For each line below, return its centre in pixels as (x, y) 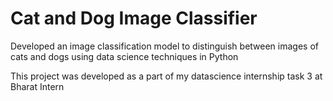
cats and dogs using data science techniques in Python (124, 56)
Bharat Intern (37, 86)
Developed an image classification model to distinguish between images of (164, 46)
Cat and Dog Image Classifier (134, 18)
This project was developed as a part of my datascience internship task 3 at (166, 76)
